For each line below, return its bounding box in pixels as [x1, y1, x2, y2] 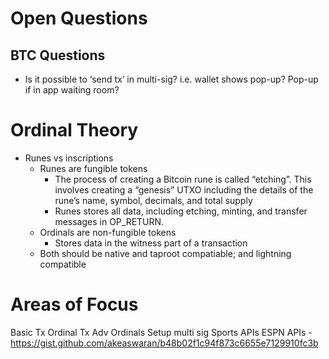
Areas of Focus [10, 293, 139, 316]
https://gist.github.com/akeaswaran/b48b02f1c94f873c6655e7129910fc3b [10, 337, 319, 349]
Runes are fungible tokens [39, 162, 148, 174]
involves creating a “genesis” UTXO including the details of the [54, 183, 314, 196]
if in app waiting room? [24, 84, 120, 96]
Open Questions [10, 7, 148, 30]
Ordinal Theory [10, 119, 139, 142]
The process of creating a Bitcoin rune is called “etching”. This [54, 173, 312, 185]
